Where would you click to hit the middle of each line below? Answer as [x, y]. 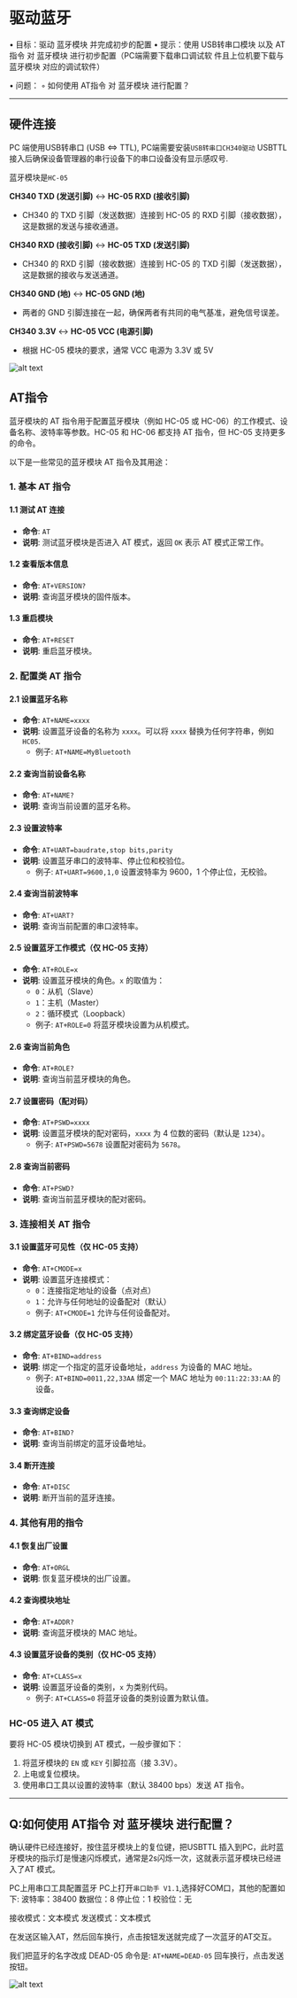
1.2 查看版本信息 [39, 564]
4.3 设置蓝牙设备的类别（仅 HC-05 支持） [85, 1654]
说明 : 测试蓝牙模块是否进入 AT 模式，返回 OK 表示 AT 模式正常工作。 [145, 542]
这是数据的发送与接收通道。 [72, 226]
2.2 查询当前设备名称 [47, 774]
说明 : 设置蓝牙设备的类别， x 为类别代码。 [97, 1687]
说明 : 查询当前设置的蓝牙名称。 [78, 806]
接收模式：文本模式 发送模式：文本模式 [80, 1918]
